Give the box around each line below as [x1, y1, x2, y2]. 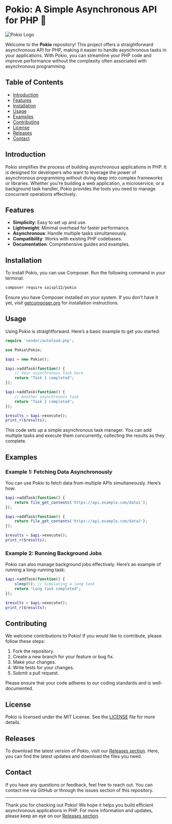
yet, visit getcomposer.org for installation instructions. [5, 300, 119, 306]
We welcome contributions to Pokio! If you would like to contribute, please [5, 633, 162, 639]
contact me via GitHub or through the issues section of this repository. [5, 787, 154, 793]
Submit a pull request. [12, 670, 59, 676]
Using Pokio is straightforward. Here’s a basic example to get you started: [5, 328, 160, 334]
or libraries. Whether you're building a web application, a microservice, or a [5, 180, 164, 186]
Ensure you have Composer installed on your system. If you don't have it [5, 294, 159, 300]
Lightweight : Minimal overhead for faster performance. [12, 225, 130, 231]
